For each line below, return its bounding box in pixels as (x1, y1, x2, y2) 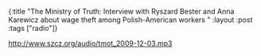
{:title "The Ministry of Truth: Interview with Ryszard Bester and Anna (8, 7, 235, 16)
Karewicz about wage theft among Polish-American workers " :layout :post (8, 15, 253, 24)
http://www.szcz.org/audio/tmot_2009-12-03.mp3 (8, 39, 173, 48)
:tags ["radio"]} (8, 24, 58, 32)
